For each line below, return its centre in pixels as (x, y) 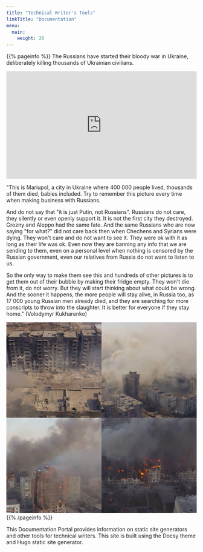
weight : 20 (31, 38)
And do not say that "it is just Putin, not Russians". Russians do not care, (96, 211)
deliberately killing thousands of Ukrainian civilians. (70, 63)
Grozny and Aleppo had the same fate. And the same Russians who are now (101, 225)
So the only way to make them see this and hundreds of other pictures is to (100, 275)
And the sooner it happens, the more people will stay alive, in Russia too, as (100, 294)
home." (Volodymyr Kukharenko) (47, 314)
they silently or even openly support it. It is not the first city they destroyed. (100, 218)
